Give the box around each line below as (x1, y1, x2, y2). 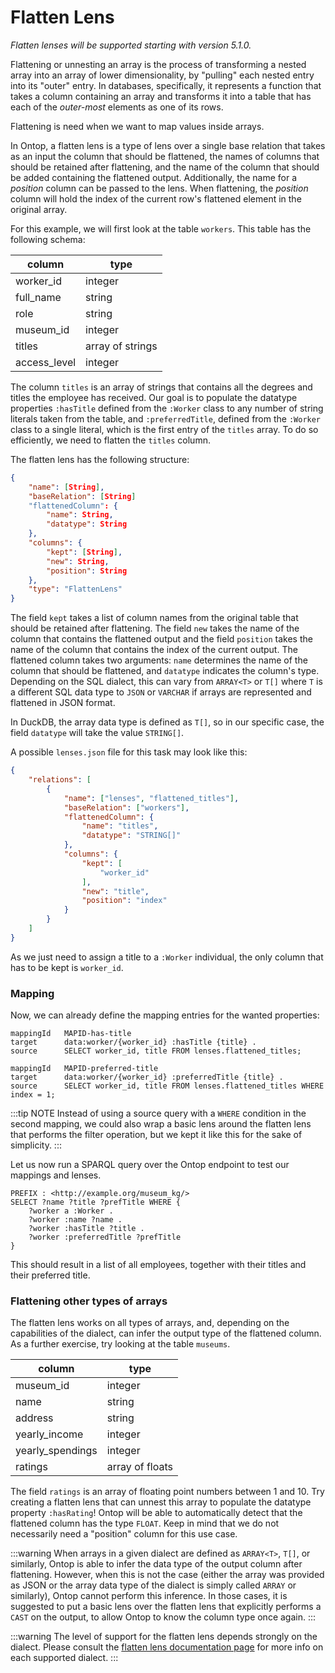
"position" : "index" (81, 896, 168, 906)
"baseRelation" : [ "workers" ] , (63, 802, 190, 813)
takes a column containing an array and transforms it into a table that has (10, 90, 312, 102)
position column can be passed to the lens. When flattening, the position (10, 182, 309, 194)
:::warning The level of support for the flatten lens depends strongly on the (10, 1631, 318, 1643)
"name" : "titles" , (81, 821, 159, 831)
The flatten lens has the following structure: (10, 453, 190, 465)
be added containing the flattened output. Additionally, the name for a (10, 171, 298, 183)
